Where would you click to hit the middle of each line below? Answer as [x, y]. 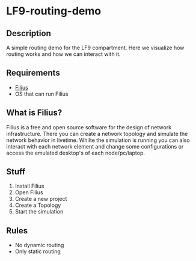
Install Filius [29, 186]
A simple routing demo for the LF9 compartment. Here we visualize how [95, 48]
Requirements [33, 73]
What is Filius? [34, 113]
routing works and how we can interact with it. [64, 54]
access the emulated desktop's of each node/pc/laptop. [76, 153]
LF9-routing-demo [54, 11]
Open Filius [29, 192]
